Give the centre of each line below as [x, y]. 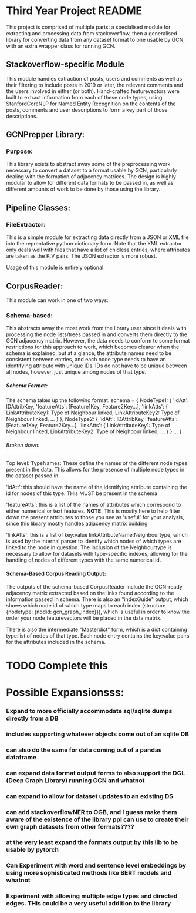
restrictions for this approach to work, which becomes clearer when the [93, 347]
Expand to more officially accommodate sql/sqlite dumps [89, 711]
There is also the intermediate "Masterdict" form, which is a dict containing [97, 629]
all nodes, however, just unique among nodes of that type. [76, 372]
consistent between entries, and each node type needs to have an [86, 360]
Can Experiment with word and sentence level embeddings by [96, 865]
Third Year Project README [74, 11]
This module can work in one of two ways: [57, 300]
